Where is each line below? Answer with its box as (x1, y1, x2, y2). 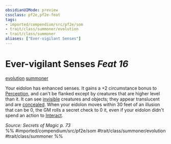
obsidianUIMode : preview (5, 7, 58, 13)
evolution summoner (5, 75, 48, 81)
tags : (5, 17, 17, 22)
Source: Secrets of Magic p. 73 (5, 122, 71, 128)
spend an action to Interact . (5, 112, 63, 118)
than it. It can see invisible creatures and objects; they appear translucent (5, 96, 160, 102)
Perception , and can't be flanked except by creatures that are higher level (5, 90, 160, 96)
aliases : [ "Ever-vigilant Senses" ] (5, 36, 81, 42)
